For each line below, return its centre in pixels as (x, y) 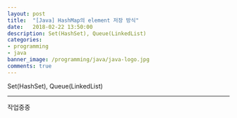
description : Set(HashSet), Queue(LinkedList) (77, 33)
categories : (25, 40)
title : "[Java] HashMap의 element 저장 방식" (73, 20)
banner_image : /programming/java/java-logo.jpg (79, 60)
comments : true (30, 66)
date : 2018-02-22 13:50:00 (50, 27)
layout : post (26, 14)
